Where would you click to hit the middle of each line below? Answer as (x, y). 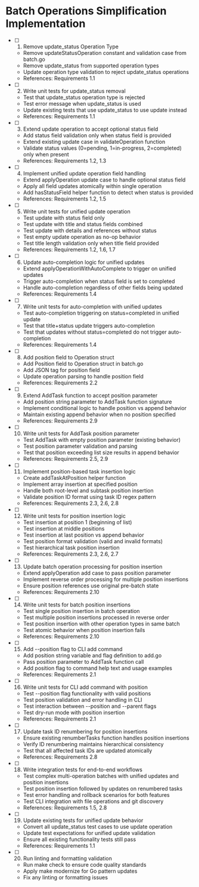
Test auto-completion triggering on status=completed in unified (101, 313)
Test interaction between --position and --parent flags (90, 706)
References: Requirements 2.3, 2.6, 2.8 (71, 503)
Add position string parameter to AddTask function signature (97, 402)
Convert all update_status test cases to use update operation (98, 826)
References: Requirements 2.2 (60, 383)
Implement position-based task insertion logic (79, 471)
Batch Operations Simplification (86, 11)
